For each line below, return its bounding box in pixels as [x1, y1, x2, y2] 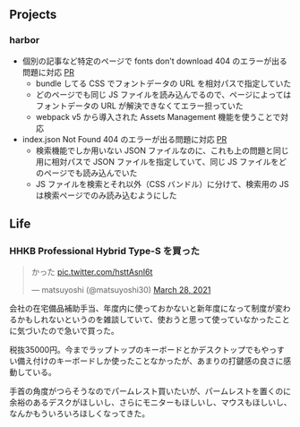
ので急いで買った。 [47, 326, 119, 337]
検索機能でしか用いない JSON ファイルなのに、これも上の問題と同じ [35, 145, 289, 156]
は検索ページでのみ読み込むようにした [35, 190, 177, 201]
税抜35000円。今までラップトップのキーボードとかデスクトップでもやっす [9, 345, 285, 355]
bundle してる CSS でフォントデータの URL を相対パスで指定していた [35, 78, 292, 89]
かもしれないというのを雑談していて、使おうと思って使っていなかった [16, 314, 275, 325]
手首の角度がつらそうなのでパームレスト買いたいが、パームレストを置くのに [9, 386, 291, 397]
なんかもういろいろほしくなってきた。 [9, 408, 150, 419]
